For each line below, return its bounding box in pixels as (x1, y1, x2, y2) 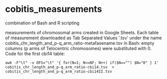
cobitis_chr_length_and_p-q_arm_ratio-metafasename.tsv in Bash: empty (5, 40, 155, 46)
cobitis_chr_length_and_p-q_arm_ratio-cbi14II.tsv (5, 69, 112, 74)
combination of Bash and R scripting (5, 20, 80, 26)
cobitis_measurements (5, 3, 102, 15)
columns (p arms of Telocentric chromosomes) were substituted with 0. (5, 45, 152, 51)
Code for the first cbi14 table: (5, 51, 65, 57)
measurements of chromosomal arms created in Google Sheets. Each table (5, 29, 159, 35)
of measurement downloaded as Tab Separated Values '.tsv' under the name (5, 35, 162, 41)
